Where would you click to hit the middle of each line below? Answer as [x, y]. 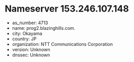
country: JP [24, 39]
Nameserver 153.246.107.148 [67, 9]
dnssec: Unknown [31, 55]
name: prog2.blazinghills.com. [44, 28]
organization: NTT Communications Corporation [62, 44]
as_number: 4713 [30, 23]
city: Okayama [27, 33]
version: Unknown [31, 49]
